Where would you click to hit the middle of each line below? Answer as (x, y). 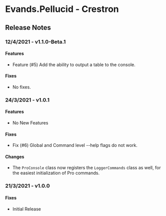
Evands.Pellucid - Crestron (62, 9)
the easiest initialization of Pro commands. (56, 173)
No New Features (30, 123)
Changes (15, 157)
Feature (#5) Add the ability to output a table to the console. (74, 64)
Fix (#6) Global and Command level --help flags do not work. (75, 145)
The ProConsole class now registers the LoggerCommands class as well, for (86, 168)
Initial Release (27, 209)
